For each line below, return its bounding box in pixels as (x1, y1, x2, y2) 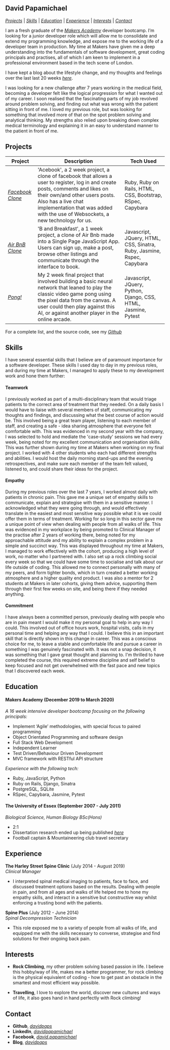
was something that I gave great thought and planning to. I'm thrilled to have (5, 651, 164, 658)
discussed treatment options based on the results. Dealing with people (12, 883, 160, 889)
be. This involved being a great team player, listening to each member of (5, 417, 156, 423)
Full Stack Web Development (12, 739, 73, 745)
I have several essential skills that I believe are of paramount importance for (5, 357, 163, 363)
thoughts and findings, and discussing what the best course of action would (5, 412, 164, 418)
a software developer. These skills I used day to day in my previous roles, (5, 362, 158, 368)
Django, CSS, (124, 294, 156, 301)
